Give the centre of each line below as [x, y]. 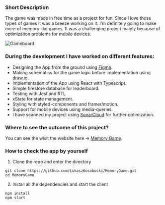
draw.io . [20, 78]
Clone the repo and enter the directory [52, 162]
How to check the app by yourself [46, 151]
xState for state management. [43, 99]
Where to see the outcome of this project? [57, 127]
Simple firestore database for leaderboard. [56, 88]
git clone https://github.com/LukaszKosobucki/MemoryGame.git [71, 171]
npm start [15, 198]
